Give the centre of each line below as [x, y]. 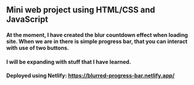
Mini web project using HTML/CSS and [81, 10]
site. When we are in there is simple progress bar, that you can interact [97, 41]
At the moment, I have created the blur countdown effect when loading [97, 35]
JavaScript [27, 20]
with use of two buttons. [38, 47]
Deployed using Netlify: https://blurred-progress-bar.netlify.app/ [90, 76]
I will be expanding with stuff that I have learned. [69, 62]
